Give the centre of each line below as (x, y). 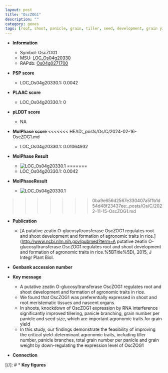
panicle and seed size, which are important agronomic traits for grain (91, 319)
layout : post (19, 10)
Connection (25, 355)
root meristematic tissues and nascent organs (67, 303)
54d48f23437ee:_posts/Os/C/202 (127, 206)
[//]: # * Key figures (25, 365)
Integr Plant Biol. (37, 257)
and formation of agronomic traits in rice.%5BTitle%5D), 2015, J (85, 252)
